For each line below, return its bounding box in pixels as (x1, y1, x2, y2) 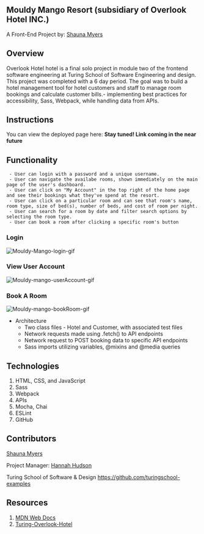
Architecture (15, 317, 47, 325)
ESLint (15, 409, 32, 417)
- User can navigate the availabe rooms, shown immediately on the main (9, 176, 199, 182)
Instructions (6, 115, 54, 125)
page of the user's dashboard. (6, 182, 86, 188)
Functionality (6, 155, 58, 165)
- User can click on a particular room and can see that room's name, (9, 198, 192, 204)
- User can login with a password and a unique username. (9, 171, 160, 178)
